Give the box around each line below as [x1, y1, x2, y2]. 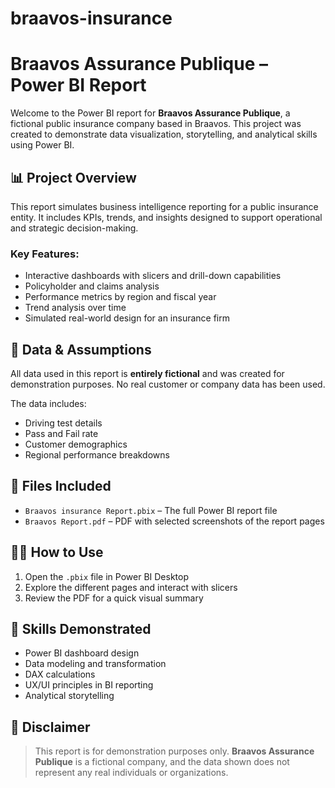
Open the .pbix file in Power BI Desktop [24, 570, 189, 582]
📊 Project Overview [10, 169, 137, 186]
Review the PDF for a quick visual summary [24, 592, 204, 604]
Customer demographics [24, 438, 128, 451]
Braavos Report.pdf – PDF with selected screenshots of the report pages [24, 515, 325, 527]
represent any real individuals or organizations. [34, 767, 229, 779]
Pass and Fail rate [24, 428, 99, 440]
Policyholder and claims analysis [24, 280, 160, 292]
